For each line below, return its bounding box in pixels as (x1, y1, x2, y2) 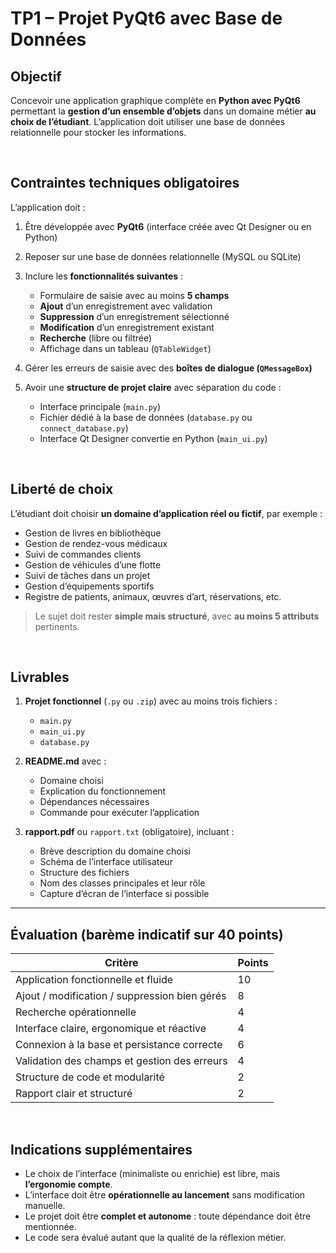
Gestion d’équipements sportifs (24, 580, 155, 592)
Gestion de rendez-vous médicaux (24, 537, 168, 549)
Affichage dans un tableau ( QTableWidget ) (39, 342, 212, 354)
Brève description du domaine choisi (39, 845, 191, 857)
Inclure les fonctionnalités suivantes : (24, 270, 184, 282)
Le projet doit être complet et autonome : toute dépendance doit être (24, 1210, 312, 1222)
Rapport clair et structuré (15, 1087, 133, 1101)
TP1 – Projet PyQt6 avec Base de (10, 7, 283, 30)
